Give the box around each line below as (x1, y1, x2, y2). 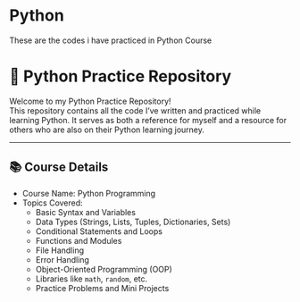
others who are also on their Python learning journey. (9, 124, 205, 135)
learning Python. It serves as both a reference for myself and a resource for (9, 114, 287, 125)
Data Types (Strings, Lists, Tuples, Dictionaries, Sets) (35, 216, 231, 227)
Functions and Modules (35, 235, 122, 246)
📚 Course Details (9, 160, 109, 175)
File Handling (35, 245, 85, 256)
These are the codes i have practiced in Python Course (9, 35, 212, 46)
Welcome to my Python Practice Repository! (9, 96, 171, 106)
